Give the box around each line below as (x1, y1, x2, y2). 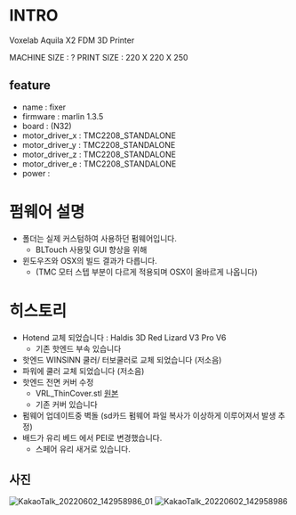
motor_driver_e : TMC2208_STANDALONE (21, 158, 177, 169)
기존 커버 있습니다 (35, 398, 98, 410)
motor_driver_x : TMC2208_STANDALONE (21, 130, 176, 141)
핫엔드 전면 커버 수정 (21, 376, 94, 388)
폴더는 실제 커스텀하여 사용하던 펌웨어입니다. (21, 233, 178, 243)
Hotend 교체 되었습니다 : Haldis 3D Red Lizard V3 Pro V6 (21, 331, 227, 343)
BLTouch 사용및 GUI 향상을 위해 (35, 244, 148, 255)
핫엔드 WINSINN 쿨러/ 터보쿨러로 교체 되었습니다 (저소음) (21, 354, 222, 365)
